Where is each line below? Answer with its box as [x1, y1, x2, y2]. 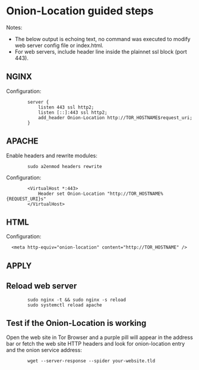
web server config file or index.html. [14, 42, 104, 49]
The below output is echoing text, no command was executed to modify [14, 35, 191, 42]
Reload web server [6, 281, 77, 291]
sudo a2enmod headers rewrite [27, 163, 102, 169]
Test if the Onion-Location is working [6, 318, 147, 328]
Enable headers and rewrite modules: [6, 152, 98, 159]
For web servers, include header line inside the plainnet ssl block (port [14, 48, 187, 55]
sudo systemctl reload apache [27, 302, 102, 308]
